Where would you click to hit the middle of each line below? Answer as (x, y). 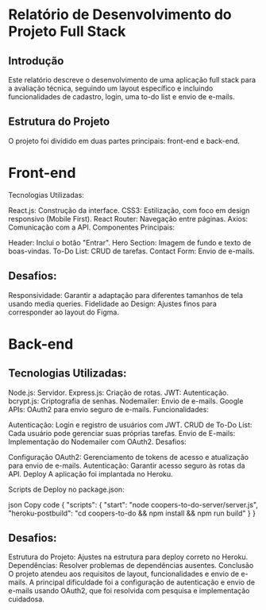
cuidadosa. (27, 599)
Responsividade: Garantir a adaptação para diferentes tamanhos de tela (126, 295)
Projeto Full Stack (67, 31)
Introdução (36, 61)
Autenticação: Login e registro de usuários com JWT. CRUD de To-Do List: (130, 425)
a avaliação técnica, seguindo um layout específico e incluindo (111, 88)
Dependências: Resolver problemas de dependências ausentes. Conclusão (131, 566)
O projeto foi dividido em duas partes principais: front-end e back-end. (124, 141)
